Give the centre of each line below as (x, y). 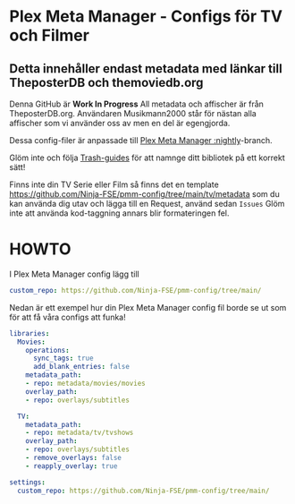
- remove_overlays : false (74, 458)
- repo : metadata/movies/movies (85, 384)
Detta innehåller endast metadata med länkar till (146, 68)
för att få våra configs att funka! (68, 317)
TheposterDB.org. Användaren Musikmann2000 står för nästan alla (133, 113)
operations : (47, 350)
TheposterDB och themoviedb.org (106, 82)
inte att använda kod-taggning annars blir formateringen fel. (119, 213)
